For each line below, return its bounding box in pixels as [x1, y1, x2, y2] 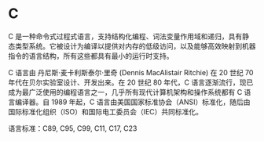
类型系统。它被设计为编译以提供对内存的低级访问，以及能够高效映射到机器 [14, 41, 256, 51]
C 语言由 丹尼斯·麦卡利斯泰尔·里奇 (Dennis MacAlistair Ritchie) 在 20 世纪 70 [8, 67, 254, 77]
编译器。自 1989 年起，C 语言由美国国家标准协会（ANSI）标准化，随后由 [14, 97, 251, 107]
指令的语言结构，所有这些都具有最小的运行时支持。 [8, 51, 174, 60]
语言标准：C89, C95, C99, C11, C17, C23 [8, 123, 137, 133]
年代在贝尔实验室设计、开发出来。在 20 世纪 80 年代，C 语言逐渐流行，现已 [8, 78, 254, 87]
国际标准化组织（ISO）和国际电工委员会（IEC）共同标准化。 [8, 107, 203, 116]
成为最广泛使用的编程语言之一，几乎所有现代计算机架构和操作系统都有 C [8, 87, 243, 96]
